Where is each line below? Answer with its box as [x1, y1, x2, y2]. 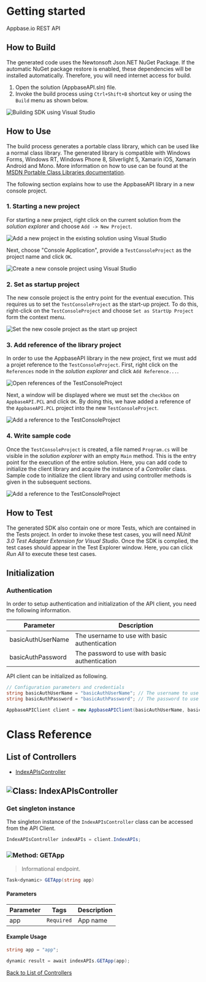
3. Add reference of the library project [6, 341, 121, 349]
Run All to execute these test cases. [6, 550, 97, 557]
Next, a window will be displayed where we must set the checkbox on [6, 391, 180, 399]
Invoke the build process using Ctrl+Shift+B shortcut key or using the [15, 90, 192, 97]
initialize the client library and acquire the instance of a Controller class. [6, 465, 187, 473]
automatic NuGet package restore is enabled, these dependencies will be [6, 65, 192, 72]
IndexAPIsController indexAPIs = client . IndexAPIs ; [6, 837, 141, 843]
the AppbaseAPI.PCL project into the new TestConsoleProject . [6, 405, 159, 412]
